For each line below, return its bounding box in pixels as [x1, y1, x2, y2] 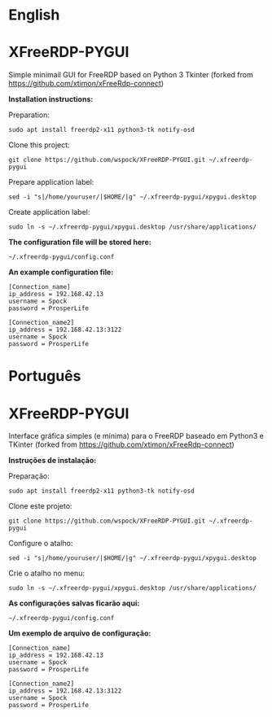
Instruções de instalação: [8, 456, 97, 466]
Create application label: [8, 208, 90, 217]
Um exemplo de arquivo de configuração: [8, 628, 151, 638]
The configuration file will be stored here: [8, 238, 152, 247]
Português [8, 367, 81, 386]
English [8, 6, 60, 24]
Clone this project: [8, 140, 71, 150]
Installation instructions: [8, 94, 94, 104]
